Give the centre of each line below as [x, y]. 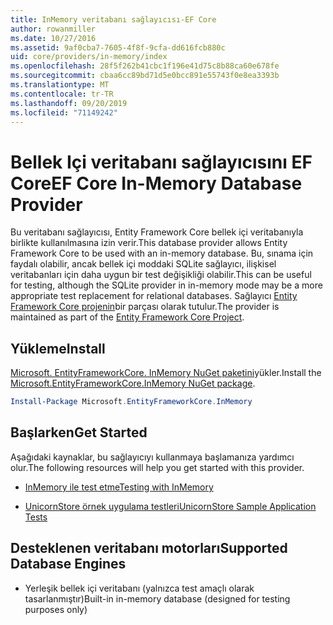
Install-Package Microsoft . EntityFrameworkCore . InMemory [131, 402]
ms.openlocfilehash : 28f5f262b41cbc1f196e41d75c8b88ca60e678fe [145, 66]
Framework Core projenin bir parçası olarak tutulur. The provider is [145, 307]
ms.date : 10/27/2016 [53, 38]
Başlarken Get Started [79, 432]
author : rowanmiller [53, 29]
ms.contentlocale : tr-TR [62, 94]
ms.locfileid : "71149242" [64, 112]
